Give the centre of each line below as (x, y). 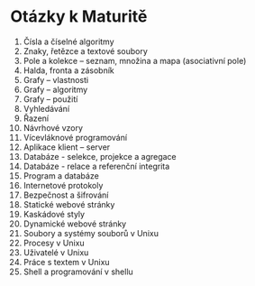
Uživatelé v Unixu (56, 252)
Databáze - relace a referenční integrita (96, 166)
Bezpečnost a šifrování (66, 195)
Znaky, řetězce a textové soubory (85, 51)
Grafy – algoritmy (55, 89)
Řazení (36, 118)
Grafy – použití (50, 99)
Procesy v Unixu (54, 243)
